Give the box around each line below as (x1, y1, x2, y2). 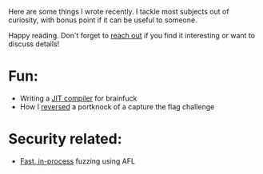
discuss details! (8, 39, 60, 49)
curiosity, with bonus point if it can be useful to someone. (8, 15, 197, 25)
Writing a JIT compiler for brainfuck (19, 93, 137, 103)
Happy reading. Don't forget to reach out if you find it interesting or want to (8, 31, 256, 40)
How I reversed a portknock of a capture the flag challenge (19, 101, 215, 111)
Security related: (8, 130, 122, 148)
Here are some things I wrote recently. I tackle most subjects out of (8, 7, 229, 16)
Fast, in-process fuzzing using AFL (19, 156, 136, 166)
